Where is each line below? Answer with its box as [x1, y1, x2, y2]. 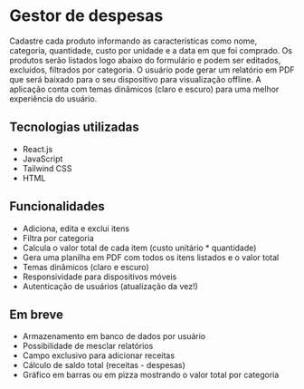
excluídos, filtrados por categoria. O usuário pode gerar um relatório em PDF [9, 64, 295, 75]
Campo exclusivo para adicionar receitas [22, 350, 175, 361]
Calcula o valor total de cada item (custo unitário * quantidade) [22, 242, 257, 253]
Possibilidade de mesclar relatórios [22, 341, 154, 352]
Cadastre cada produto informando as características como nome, [9, 35, 258, 46]
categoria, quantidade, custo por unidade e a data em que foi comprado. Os [9, 44, 292, 55]
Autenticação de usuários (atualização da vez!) [22, 280, 199, 291]
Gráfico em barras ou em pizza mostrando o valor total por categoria [22, 369, 280, 381]
